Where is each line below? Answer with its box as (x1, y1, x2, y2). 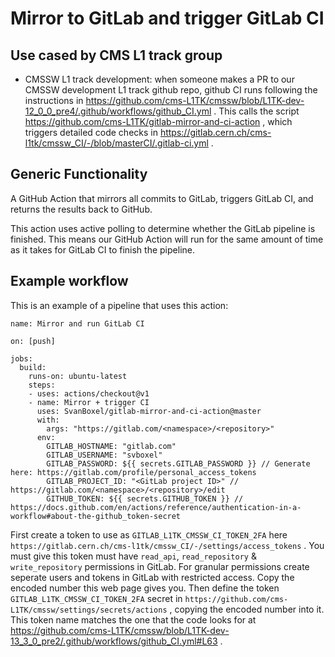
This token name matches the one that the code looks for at (10, 613, 257, 626)
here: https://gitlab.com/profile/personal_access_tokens (10, 467, 257, 477)
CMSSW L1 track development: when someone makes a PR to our (24, 73, 295, 85)
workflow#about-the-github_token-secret (10, 511, 182, 521)
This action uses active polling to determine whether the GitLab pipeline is (10, 222, 316, 234)
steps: (28, 380, 56, 390)
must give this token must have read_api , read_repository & (10, 550, 257, 562)
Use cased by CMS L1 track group (10, 47, 223, 64)
